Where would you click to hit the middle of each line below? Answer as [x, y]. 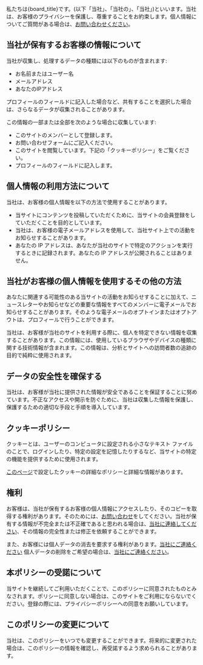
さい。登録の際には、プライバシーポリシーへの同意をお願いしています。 [101, 603]
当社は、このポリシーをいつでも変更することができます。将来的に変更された [101, 640]
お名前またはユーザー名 [44, 73]
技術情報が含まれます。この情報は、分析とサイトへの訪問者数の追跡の [109, 348]
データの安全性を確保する [54, 376]
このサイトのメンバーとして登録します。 [65, 135]
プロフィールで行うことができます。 [72, 319]
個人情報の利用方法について [58, 186]
